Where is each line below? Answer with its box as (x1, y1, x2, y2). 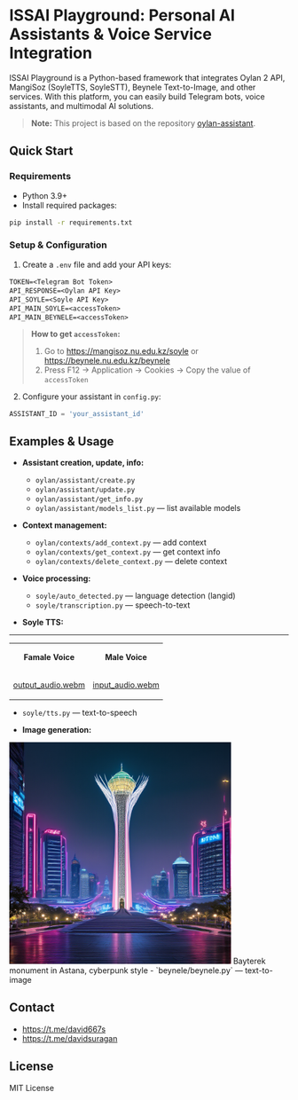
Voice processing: (21, 573, 91, 584)
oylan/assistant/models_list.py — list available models (35, 503, 241, 514)
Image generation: (21, 724, 91, 735)
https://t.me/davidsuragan (21, 1033, 118, 1043)
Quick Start (9, 144, 74, 159)
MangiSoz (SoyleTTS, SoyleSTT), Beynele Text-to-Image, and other (9, 82, 256, 92)
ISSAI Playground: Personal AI (9, 5, 235, 26)
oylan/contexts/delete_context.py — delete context (35, 556, 228, 567)
